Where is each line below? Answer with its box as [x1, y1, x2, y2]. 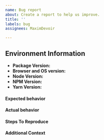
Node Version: [12, 73, 44, 79]
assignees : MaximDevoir [5, 26, 55, 31]
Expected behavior [5, 95, 46, 101]
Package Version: [12, 62, 51, 68]
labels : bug [5, 21, 30, 27]
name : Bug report [5, 7, 42, 13]
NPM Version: [12, 79, 43, 85]
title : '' [5, 17, 26, 22]
